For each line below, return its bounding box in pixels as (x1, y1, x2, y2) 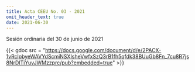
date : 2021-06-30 (6, 19, 49, 25)
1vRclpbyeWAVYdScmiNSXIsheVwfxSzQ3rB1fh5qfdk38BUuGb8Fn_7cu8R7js (6, 53, 189, 60)
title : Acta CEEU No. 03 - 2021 (6, 8, 85, 15)
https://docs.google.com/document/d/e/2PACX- (45, 47, 162, 54)
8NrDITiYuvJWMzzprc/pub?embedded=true (6, 59, 113, 66)
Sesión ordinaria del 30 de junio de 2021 (6, 36, 104, 43)
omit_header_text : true (6, 14, 64, 20)
